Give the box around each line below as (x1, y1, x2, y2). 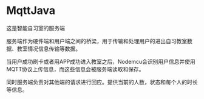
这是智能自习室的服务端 (6, 24, 65, 32)
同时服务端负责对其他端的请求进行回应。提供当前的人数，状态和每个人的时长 (6, 78, 198, 86)
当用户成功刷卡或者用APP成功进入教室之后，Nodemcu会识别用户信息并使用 (6, 58, 195, 65)
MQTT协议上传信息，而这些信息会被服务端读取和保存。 (6, 65, 144, 73)
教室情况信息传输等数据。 (16, 45, 81, 52)
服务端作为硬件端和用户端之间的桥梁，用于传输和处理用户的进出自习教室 (6, 37, 187, 44)
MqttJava (6, 4, 56, 18)
